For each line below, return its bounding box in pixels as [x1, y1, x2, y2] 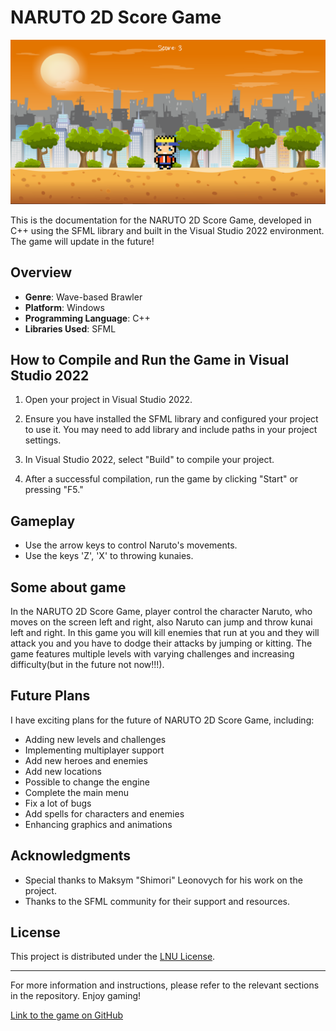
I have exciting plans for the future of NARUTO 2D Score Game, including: [10, 714, 315, 726]
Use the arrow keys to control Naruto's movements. [24, 539, 238, 551]
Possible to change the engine [24, 776, 150, 788]
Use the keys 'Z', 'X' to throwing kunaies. [24, 550, 194, 562]
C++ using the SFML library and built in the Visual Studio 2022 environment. [10, 224, 325, 236]
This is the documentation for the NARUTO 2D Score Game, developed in [10, 214, 312, 226]
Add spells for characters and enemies [24, 807, 185, 820]
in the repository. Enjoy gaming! [10, 990, 142, 1002]
